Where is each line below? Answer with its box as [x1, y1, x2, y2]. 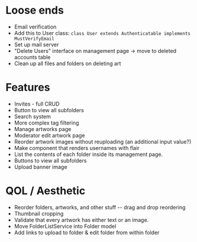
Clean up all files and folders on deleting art [14, 60, 121, 67]
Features [5, 81, 50, 94]
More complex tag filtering [14, 119, 80, 126]
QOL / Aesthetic [5, 184, 85, 198]
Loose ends [5, 4, 64, 17]
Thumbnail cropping [14, 210, 63, 217]
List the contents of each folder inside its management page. [14, 151, 163, 158]
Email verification [14, 23, 57, 30]
